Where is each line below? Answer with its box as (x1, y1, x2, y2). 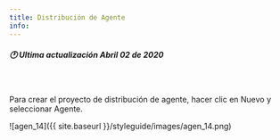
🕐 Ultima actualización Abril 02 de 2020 (9, 50, 164, 61)
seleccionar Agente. (9, 103, 83, 114)
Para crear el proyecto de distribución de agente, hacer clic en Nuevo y (9, 95, 272, 105)
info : (9, 21, 29, 30)
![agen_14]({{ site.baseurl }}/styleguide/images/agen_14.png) (9, 121, 232, 132)
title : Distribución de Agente (9, 12, 126, 22)
